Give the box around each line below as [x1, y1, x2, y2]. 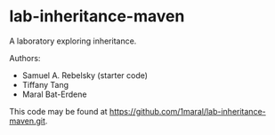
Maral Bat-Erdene [21, 89, 87, 99]
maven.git [9, 115, 46, 126]
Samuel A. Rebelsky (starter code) [21, 69, 149, 81]
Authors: [9, 52, 41, 63]
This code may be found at [9, 106, 109, 116]
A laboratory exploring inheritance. [9, 36, 137, 46]
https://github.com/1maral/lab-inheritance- [109, 106, 266, 116]
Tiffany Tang [21, 79, 69, 90]
